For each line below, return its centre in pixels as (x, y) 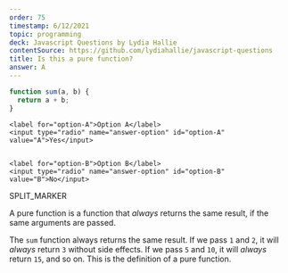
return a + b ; (43, 100)
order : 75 (28, 17)
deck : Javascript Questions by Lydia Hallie (93, 42)
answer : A (28, 68)
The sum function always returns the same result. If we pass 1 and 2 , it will (144, 240)
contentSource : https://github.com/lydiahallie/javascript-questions (141, 51)
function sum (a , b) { (49, 91)
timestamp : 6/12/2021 (49, 26)
